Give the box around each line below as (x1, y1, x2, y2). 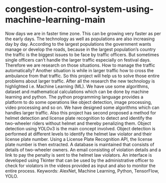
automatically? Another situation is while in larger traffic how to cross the (5, 67, 154, 73)
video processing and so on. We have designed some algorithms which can (5, 104, 160, 110)
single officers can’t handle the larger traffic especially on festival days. (5, 57, 151, 63)
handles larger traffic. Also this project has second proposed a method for (5, 109, 157, 115)
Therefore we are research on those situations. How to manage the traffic (5, 62, 155, 68)
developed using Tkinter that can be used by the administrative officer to (5, 157, 154, 163)
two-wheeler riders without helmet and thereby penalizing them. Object (5, 120, 151, 126)
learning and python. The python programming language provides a (5, 93, 144, 100)
